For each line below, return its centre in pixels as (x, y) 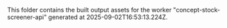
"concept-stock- (197, 10)
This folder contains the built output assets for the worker (90, 10)
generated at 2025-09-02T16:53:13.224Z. (108, 17)
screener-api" (27, 17)
